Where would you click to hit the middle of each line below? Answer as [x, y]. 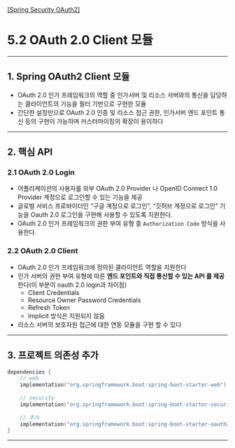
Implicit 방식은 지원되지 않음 [66, 315]
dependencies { [29, 372]
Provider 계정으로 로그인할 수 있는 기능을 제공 [80, 197]
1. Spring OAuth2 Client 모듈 [69, 77]
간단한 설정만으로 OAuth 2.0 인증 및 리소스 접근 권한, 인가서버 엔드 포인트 [117, 112]
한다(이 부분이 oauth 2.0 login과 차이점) [72, 285]
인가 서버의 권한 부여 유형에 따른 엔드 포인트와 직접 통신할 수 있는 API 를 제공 [121, 276]
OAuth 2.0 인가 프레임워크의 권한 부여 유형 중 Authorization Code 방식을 [118, 224]
